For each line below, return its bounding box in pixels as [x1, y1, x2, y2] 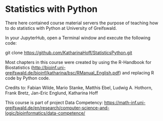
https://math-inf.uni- [104, 99, 146, 105]
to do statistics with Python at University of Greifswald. [5, 25, 117, 31]
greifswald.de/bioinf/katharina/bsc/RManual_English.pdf [5, 69, 120, 75]
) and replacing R [119, 69, 154, 75]
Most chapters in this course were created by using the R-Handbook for [5, 59, 152, 65]
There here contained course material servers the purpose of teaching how [5, 20, 159, 26]
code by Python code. [5, 75, 50, 81]
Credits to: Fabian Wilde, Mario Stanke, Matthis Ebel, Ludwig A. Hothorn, [5, 84, 153, 90]
